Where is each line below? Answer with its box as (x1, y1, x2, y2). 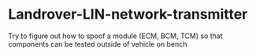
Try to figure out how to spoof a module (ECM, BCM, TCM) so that (8, 31, 223, 40)
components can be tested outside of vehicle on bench (8, 39, 187, 48)
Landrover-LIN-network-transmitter (8, 5, 248, 23)
